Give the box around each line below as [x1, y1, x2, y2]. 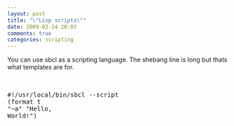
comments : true [7, 29, 52, 37]
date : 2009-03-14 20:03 [7, 23, 77, 30]
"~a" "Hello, [7, 105, 53, 113]
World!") [7, 112, 37, 120]
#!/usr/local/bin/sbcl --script [7, 91, 119, 99]
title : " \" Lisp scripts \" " [7, 17, 86, 24]
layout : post [7, 10, 46, 17]
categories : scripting [7, 36, 74, 43]
